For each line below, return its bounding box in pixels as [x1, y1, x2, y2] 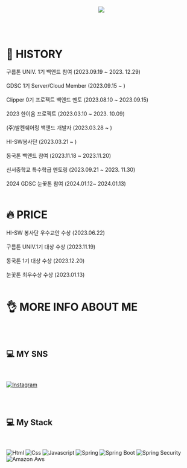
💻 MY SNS [6, 349, 48, 359]
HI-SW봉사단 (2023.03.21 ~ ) [6, 138, 77, 145]
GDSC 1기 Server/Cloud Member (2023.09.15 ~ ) [6, 82, 125, 89]
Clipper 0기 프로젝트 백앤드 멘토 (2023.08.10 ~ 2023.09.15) [6, 96, 149, 103]
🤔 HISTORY [6, 47, 63, 61]
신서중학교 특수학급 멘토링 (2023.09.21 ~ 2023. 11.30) [6, 166, 136, 173]
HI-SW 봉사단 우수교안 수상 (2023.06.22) [6, 229, 106, 236]
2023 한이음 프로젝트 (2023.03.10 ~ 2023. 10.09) [6, 110, 125, 117]
